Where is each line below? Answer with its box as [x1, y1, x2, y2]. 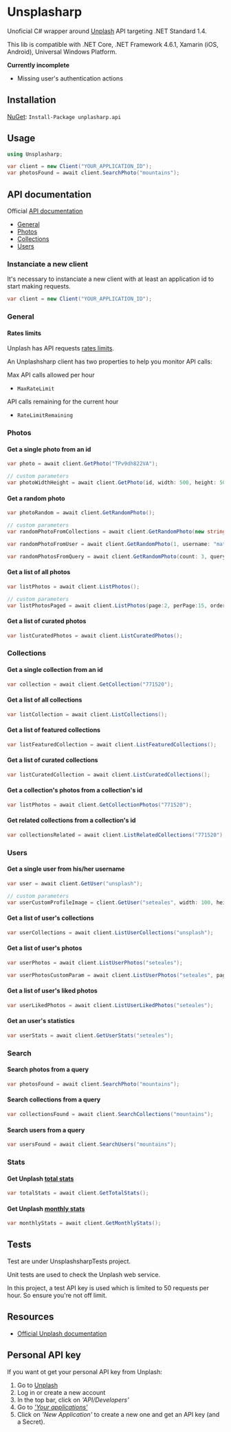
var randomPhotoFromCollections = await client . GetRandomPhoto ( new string [7, 528, 226, 535]
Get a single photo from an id [7, 445, 91, 453]
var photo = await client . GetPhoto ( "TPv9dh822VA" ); [7, 461, 158, 467]
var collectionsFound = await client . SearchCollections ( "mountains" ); [7, 1111, 214, 1118]
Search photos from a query [7, 1065, 89, 1074]
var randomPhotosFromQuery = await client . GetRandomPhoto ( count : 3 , [7, 553, 208, 560]
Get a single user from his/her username [7, 865, 125, 873]
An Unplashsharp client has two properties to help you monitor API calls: [7, 357, 212, 366]
